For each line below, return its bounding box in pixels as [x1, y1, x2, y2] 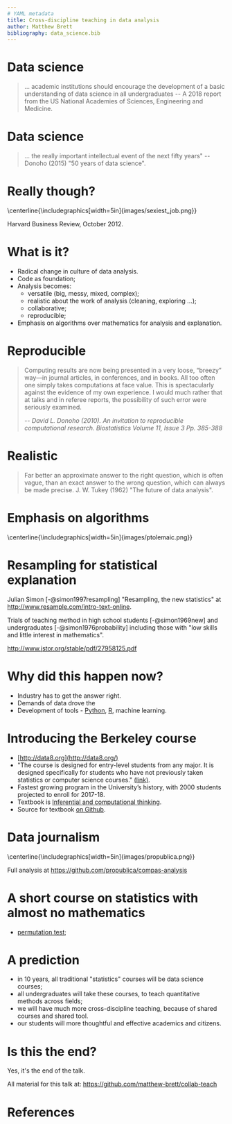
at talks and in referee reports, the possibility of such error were [24, 395, 206, 403]
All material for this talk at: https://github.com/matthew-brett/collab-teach [7, 1080, 217, 1089]
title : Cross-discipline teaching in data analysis [7, 17, 159, 24]
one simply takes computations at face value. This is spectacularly [24, 380, 215, 389]
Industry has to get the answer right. [17, 691, 121, 700]
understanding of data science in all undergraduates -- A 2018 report [24, 90, 222, 98]
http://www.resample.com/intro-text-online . [7, 602, 132, 611]
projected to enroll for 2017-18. [17, 790, 105, 798]
